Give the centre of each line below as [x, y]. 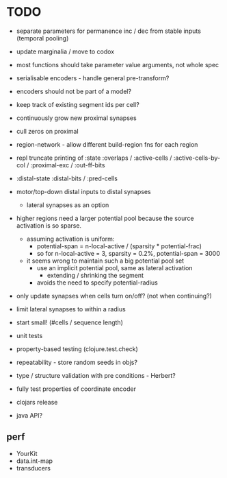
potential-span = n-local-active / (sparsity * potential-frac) [119, 246]
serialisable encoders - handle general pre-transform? [93, 78]
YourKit [27, 453]
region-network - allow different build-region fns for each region [107, 144]
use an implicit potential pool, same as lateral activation [115, 267]
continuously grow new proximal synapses [77, 118]
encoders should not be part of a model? [74, 91]
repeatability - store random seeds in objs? [77, 362]
